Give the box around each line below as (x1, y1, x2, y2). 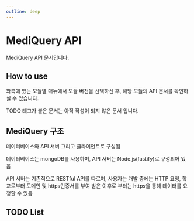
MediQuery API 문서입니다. (6, 54, 69, 61)
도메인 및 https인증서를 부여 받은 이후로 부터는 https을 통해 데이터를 (26, 182, 182, 189)
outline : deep (6, 8, 41, 15)
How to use (6, 71, 48, 81)
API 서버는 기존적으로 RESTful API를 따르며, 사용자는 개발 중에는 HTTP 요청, (6, 175, 181, 182)
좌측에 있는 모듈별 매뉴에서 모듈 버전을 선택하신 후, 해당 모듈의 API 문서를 (6, 87, 174, 94)
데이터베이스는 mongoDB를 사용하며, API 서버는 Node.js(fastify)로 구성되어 (6, 155, 180, 162)
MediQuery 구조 (6, 126, 64, 136)
